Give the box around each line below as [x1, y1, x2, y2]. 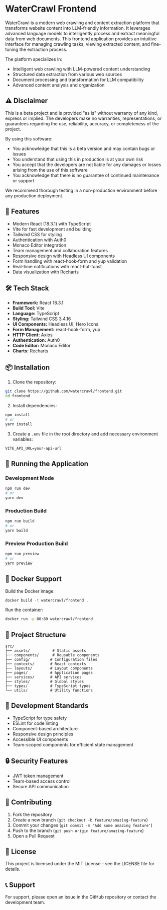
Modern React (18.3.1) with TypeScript [12, 220, 91, 226]
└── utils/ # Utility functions [5, 688, 93, 693]
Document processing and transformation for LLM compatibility [12, 77, 144, 83]
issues [12, 150, 26, 157]
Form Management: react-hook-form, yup [12, 327, 100, 333]
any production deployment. [5, 192, 64, 199]
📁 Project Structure [5, 630, 66, 639]
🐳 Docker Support [5, 575, 62, 583]
